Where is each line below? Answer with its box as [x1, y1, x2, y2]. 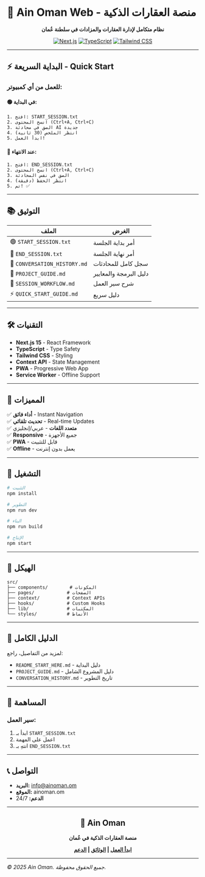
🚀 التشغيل [7, 468, 41, 479]
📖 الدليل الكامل [7, 633, 58, 643]
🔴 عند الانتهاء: [7, 148, 37, 156]
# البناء [7, 518, 22, 524]
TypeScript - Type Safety [15, 345, 81, 353]
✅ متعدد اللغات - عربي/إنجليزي [7, 425, 77, 432]
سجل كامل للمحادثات [93, 260, 148, 268]
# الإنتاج [7, 535, 24, 541]
